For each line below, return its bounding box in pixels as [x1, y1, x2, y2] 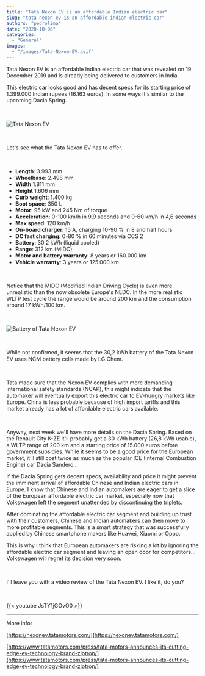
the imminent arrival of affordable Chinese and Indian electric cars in [6, 479, 179, 486]
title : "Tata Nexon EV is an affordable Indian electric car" [6, 9, 168, 15]
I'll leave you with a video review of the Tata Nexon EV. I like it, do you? [6, 578, 184, 586]
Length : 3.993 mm [15, 167, 63, 174]
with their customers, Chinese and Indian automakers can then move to [6, 517, 185, 524]
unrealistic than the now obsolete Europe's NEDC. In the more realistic [6, 288, 183, 296]
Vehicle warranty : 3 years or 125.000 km [15, 258, 119, 265]
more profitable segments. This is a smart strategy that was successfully [6, 523, 189, 531]
